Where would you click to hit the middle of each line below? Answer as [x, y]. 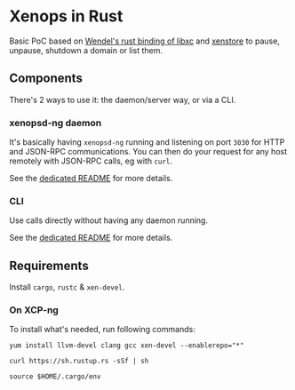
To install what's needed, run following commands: [102, 330]
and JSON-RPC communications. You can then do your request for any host [148, 152]
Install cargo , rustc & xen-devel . [67, 287]
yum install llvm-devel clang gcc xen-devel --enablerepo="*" [127, 346]
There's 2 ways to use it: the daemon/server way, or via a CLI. [123, 99]
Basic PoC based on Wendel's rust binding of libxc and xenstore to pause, [144, 41]
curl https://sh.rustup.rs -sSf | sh [79, 362]
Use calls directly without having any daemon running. [109, 220]
